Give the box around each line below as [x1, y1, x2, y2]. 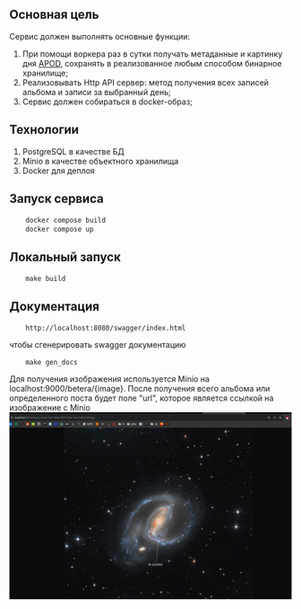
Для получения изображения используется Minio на [9, 374, 211, 384]
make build [25, 274, 66, 284]
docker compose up [25, 225, 94, 234]
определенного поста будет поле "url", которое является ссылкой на [9, 393, 274, 403]
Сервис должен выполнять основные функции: [9, 31, 191, 41]
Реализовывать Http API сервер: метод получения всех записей [21, 76, 269, 88]
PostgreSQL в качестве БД [21, 146, 125, 156]
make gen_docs [25, 358, 78, 367]
